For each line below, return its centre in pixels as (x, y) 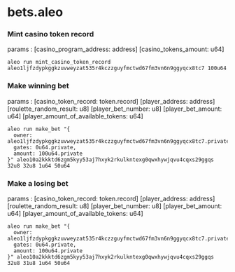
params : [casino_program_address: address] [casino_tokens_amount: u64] (116, 49)
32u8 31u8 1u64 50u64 (39, 264)
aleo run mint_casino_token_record (59, 62)
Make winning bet (38, 86)
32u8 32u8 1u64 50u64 (39, 165)
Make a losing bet (38, 183)
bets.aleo (35, 12)
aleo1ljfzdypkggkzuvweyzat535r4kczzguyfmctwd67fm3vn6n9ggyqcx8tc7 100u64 (117, 68)
